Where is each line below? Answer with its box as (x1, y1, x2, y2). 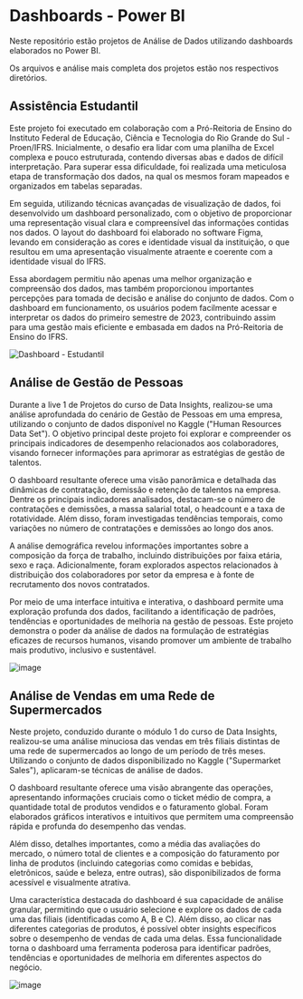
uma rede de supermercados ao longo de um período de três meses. (9, 745, 266, 757)
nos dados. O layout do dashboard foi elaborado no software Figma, (9, 227, 264, 238)
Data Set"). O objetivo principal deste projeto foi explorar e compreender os (9, 428, 292, 439)
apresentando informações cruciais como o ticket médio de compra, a (9, 792, 271, 803)
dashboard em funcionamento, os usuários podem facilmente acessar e (9, 302, 278, 313)
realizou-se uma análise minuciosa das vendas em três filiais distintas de (9, 736, 280, 747)
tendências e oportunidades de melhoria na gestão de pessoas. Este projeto (9, 616, 294, 626)
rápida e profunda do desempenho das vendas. (9, 821, 187, 832)
